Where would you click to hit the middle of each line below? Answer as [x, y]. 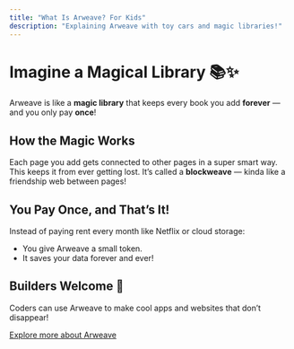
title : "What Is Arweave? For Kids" [78, 17]
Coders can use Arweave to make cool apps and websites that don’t [135, 308]
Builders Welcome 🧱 [66, 287]
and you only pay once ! [53, 112]
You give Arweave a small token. [82, 249]
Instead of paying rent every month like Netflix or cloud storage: [127, 231]
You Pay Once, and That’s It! [90, 209]
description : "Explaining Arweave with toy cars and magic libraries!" [146, 26]
